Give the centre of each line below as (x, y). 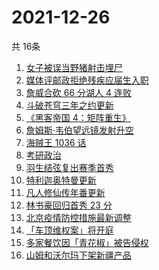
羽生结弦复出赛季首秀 (69, 167)
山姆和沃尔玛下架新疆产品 (78, 255)
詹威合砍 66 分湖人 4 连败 (78, 92)
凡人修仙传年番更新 (65, 192)
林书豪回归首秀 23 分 (69, 205)
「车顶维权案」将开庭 (69, 230)
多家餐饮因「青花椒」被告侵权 (87, 242)
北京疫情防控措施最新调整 (78, 217)
